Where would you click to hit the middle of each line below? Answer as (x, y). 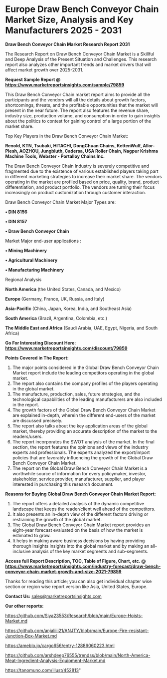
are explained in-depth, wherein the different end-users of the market (84, 415)
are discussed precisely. (37, 420)
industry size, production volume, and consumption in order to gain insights (83, 115)
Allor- (149, 145)
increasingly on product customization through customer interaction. (76, 192)
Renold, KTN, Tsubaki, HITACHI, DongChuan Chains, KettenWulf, (74, 145)
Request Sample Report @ (33, 79)
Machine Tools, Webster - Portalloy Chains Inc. (55, 156)
